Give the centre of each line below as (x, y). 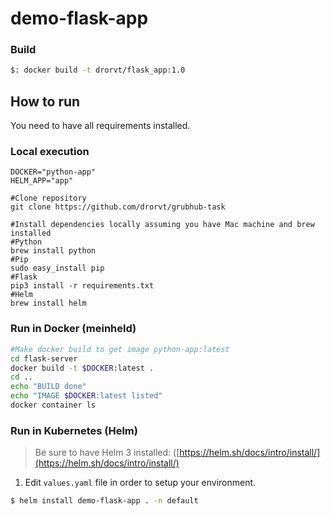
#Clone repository (48, 198)
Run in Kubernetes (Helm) (74, 430)
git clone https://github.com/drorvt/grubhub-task (118, 207)
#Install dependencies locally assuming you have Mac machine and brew (162, 225)
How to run (45, 101)
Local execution (50, 152)
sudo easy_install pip (57, 268)
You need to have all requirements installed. (100, 126)
